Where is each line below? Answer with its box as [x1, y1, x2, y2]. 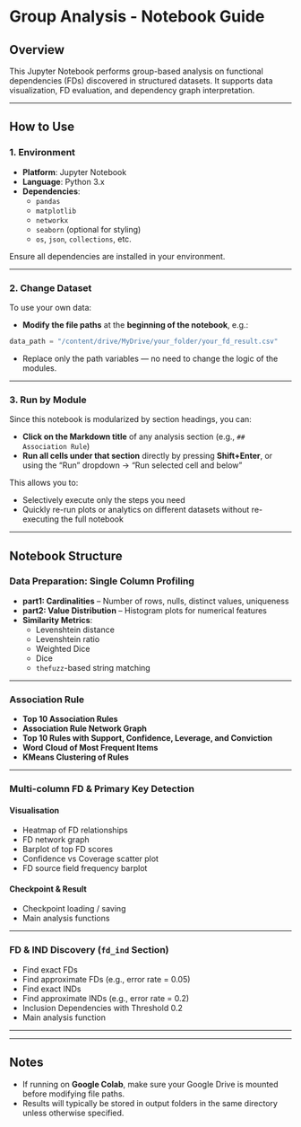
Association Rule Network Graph [21, 723, 148, 734]
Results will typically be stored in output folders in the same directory [21, 1097, 278, 1108]
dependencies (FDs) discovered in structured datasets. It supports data [9, 75, 273, 86]
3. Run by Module [9, 393, 87, 406]
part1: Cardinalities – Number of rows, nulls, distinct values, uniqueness [21, 595, 289, 606]
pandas [35, 197, 61, 206]
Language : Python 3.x [21, 176, 105, 187]
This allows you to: [9, 478, 79, 489]
